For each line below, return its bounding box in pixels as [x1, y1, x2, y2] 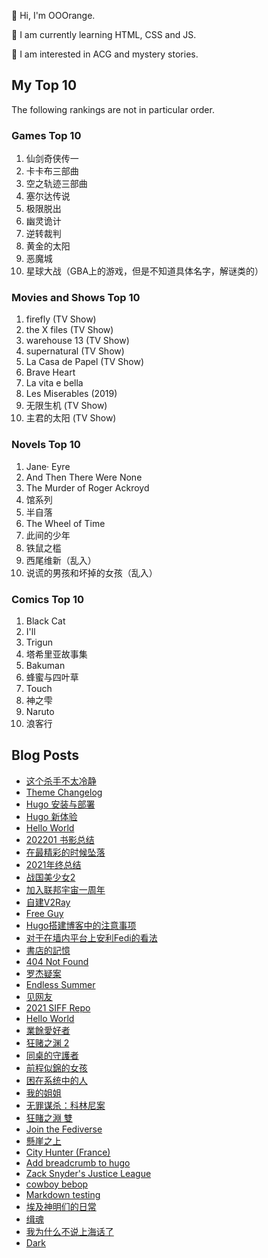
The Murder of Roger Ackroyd [25, 481, 150, 494]
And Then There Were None [25, 471, 143, 483]
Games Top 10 [11, 128, 82, 142]
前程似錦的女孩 [25, 1061, 88, 1074]
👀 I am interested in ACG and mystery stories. [11, 48, 199, 60]
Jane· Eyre [25, 460, 71, 472]
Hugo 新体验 [25, 810, 78, 822]
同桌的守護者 [25, 1049, 79, 1061]
